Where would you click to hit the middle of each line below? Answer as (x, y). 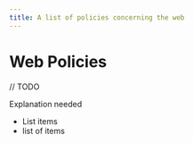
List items (40, 121)
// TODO (24, 87)
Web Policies (58, 61)
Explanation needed (46, 104)
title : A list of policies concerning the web (97, 17)
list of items (43, 130)
